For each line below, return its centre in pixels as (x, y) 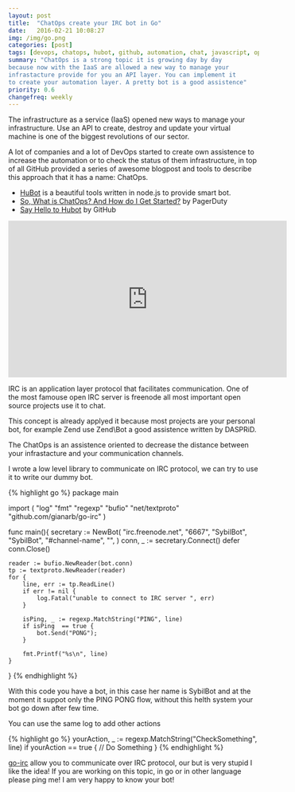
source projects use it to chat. (57, 406)
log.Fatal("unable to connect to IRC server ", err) (126, 599)
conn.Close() (29, 549)
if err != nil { (50, 591)
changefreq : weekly (41, 97)
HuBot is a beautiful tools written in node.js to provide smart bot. (125, 193)
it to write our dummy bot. (50, 478)
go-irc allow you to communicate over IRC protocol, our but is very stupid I (130, 763)
